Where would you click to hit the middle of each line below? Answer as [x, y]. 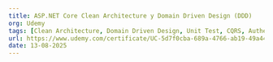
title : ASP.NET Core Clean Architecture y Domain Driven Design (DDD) [130, 16]
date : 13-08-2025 [38, 46]
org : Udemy [27, 23]
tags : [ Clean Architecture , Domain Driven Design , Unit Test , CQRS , [127, 31]
